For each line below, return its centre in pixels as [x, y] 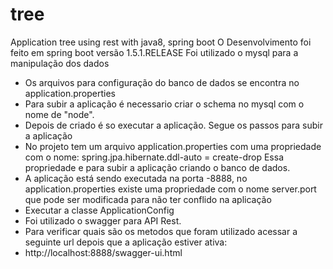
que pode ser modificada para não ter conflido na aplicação [148, 199]
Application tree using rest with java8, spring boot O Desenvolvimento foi [161, 42]
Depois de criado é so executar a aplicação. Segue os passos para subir [173, 125]
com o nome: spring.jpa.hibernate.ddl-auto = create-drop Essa [154, 157]
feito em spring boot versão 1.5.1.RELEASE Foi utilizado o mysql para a [154, 52]
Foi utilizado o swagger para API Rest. [103, 220]
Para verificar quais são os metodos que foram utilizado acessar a [161, 231]
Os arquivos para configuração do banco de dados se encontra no [162, 82]
